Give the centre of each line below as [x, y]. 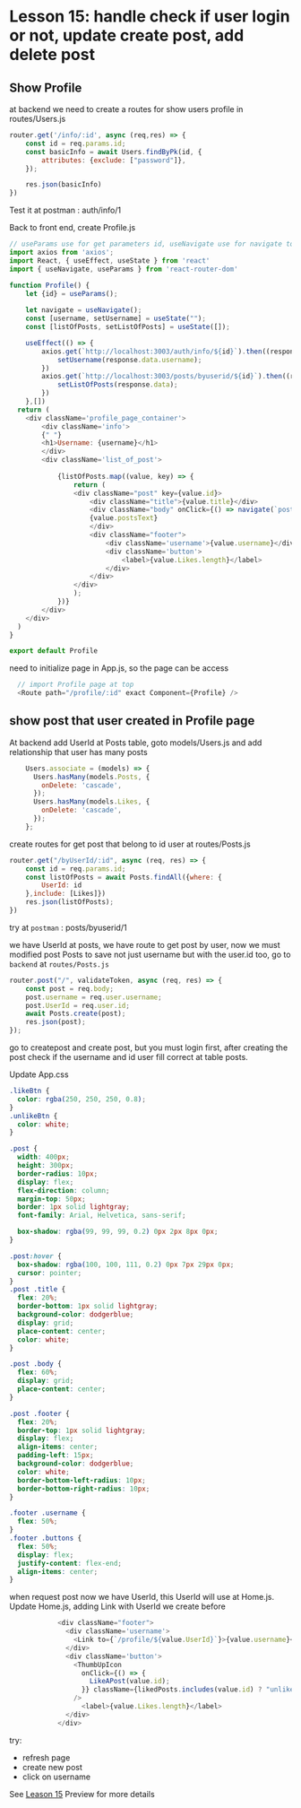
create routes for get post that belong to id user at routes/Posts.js [130, 844]
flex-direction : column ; [64, 1190]
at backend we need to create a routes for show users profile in [126, 109]
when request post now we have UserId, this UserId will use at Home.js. [142, 1597]
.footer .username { [48, 1513]
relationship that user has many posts [78, 752]
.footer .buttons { [46, 1539]
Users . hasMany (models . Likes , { [91, 802]
